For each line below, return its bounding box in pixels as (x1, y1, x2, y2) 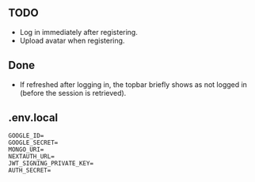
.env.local (8, 111, 59, 125)
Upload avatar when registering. (19, 36, 125, 45)
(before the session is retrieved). (19, 88, 127, 97)
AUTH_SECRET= (8, 166, 51, 175)
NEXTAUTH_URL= (8, 153, 55, 161)
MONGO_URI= (8, 146, 44, 154)
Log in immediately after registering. (19, 27, 139, 36)
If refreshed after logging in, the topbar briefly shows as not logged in (19, 79, 248, 89)
